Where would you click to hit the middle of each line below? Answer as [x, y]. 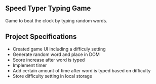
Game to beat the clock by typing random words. [56, 20]
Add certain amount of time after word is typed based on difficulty [82, 70]
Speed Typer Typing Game [48, 8]
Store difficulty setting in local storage [52, 76]
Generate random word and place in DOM [56, 54]
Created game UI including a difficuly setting [59, 49]
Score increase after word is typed [49, 60]
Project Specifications [41, 37]
